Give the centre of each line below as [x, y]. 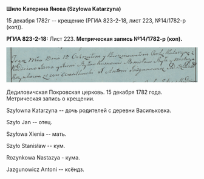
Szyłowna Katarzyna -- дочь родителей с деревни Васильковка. [89, 110]
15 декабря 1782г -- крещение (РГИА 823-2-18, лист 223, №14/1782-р [96, 20]
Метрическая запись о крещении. [50, 98]
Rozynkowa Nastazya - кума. [43, 157]
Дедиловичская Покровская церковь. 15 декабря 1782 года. [84, 92]
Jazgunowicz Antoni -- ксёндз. [46, 169]
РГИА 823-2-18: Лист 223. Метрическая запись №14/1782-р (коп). [94, 39]
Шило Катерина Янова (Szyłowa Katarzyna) [64, 9]
